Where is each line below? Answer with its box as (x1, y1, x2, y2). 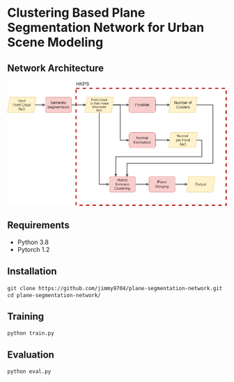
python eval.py (7, 368, 52, 375)
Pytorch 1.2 (17, 245, 50, 253)
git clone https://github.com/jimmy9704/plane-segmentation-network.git (7, 285, 223, 292)
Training (7, 311, 45, 322)
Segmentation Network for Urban (7, 19, 204, 35)
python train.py (7, 330, 54, 337)
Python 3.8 (17, 238, 49, 246)
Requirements (7, 219, 70, 231)
